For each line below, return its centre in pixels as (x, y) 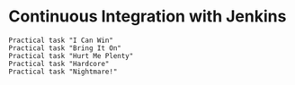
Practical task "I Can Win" (61, 40)
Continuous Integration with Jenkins (147, 17)
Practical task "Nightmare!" (63, 72)
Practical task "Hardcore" (59, 64)
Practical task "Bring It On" (65, 48)
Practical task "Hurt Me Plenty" (71, 55)
